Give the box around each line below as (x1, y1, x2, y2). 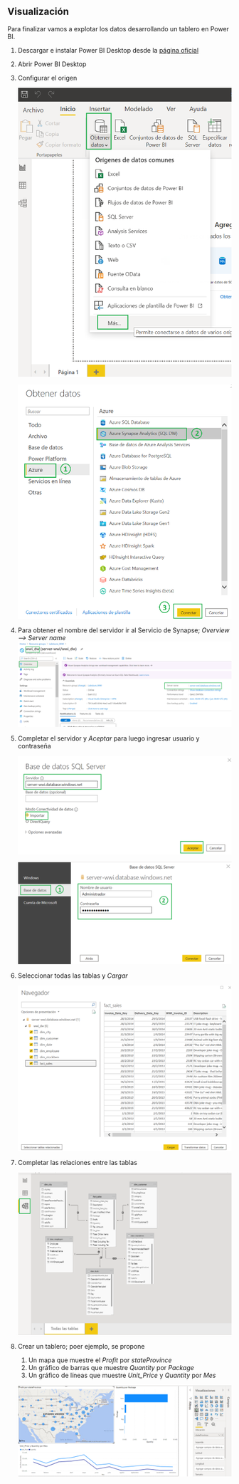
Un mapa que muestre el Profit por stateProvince (28, 1356, 172, 1364)
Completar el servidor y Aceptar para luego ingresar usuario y (17, 734, 200, 743)
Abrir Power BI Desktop (17, 60, 87, 68)
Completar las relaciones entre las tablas (17, 1158, 137, 1166)
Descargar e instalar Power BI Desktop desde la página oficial (17, 46, 199, 54)
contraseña (17, 742, 51, 751)
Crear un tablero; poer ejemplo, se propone (17, 1342, 145, 1350)
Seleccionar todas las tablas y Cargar (17, 971, 128, 980)
